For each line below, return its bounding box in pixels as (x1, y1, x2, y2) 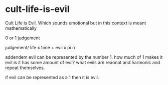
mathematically (5, 25, 37, 31)
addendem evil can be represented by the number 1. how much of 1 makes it (5, 54, 163, 60)
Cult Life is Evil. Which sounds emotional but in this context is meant (5, 20, 146, 26)
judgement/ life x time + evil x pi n (5, 44, 75, 50)
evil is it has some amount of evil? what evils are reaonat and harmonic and (5, 59, 160, 65)
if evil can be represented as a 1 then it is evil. (5, 74, 99, 80)
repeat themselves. (5, 65, 45, 71)
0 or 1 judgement (5, 35, 40, 41)
